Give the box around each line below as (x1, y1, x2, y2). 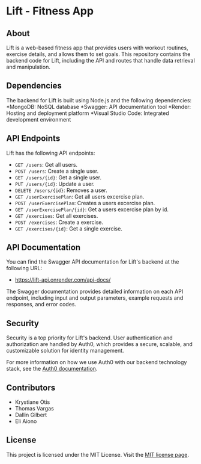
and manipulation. (6, 63, 51, 70)
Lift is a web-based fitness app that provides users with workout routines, (6, 44, 188, 51)
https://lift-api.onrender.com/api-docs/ (14, 276, 111, 283)
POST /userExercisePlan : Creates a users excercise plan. (14, 199, 155, 206)
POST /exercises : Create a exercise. (14, 218, 104, 226)
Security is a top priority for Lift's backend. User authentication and (6, 334, 173, 341)
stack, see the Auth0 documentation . (6, 365, 98, 373)
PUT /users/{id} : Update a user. (14, 180, 95, 187)
